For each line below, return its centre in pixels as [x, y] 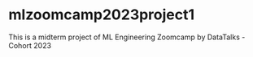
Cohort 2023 [30, 45]
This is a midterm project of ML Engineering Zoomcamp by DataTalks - [127, 37]
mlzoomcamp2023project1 [102, 15]
